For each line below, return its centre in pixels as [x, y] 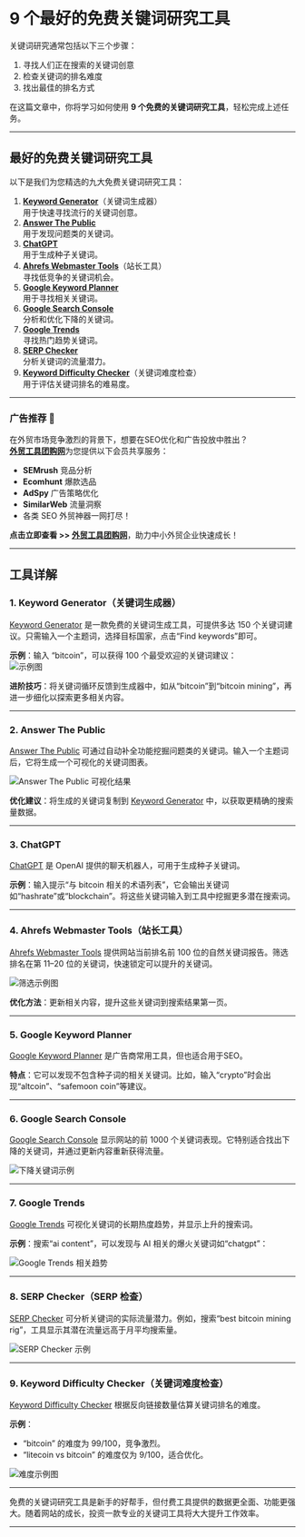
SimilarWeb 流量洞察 [62, 504]
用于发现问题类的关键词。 [70, 233]
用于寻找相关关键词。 [62, 298]
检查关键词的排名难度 [62, 76]
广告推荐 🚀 [33, 418]
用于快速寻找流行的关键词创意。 [82, 212]
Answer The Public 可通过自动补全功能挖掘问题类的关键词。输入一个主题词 [149, 751]
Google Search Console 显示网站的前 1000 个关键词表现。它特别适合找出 [146, 1140]
